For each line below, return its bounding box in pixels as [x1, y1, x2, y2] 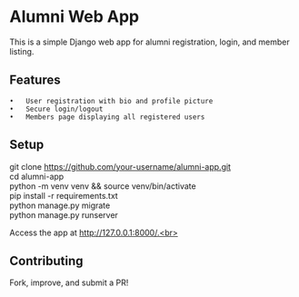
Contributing [9, 252, 84, 269]
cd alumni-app [9, 171, 65, 182]
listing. [9, 45, 35, 56]
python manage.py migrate [9, 200, 111, 211]
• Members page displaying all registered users [9, 112, 205, 122]
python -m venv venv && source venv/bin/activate [9, 180, 197, 192]
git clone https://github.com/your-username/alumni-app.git [9, 161, 232, 172]
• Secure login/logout [9, 104, 104, 114]
